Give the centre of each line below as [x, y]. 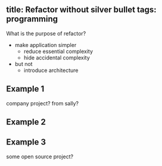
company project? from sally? [43, 103]
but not [24, 64]
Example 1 [25, 89]
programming [32, 19]
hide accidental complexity [57, 57]
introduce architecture [51, 70]
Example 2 [26, 122]
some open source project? [40, 156]
